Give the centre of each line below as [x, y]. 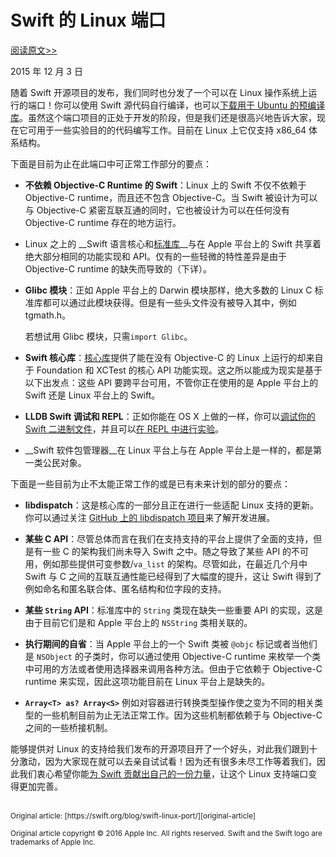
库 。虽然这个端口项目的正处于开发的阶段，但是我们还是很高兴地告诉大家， [163, 117]
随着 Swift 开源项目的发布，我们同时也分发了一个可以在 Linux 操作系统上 [159, 92]
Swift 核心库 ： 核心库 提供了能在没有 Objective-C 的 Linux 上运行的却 [165, 357]
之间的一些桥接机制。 [68, 727]
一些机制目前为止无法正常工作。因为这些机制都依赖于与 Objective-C [182, 715]
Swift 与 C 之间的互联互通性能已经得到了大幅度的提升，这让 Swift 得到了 [173, 576]
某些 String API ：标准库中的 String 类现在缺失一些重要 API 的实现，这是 [173, 610]
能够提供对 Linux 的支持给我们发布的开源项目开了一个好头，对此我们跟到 [160, 748]
